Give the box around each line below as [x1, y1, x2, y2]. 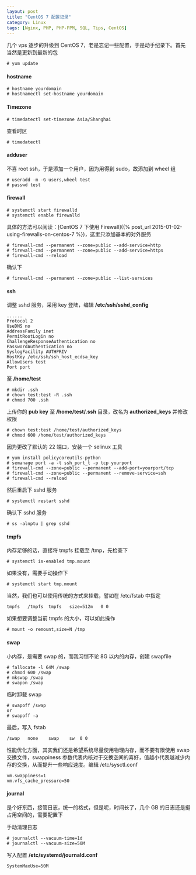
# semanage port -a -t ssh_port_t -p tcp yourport [6, 460, 132, 466]
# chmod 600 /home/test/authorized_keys [6, 433, 107, 438]
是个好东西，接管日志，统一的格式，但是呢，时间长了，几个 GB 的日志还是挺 [6, 804, 191, 811]
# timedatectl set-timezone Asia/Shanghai [6, 116, 111, 122]
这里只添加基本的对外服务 [90, 231, 152, 238]
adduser [6, 152, 28, 159]
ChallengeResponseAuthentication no [6, 339, 96, 345]
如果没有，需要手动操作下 [6, 569, 68, 577]
